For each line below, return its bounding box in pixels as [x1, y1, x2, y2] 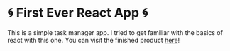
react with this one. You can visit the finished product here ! [7, 36, 180, 44]
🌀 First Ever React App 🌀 [7, 5, 148, 21]
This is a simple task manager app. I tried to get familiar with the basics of [7, 28, 224, 36]
